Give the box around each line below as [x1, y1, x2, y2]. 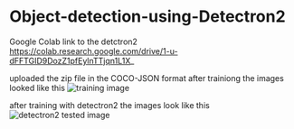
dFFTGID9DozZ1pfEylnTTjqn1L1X [9, 55, 131, 66]
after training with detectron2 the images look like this [9, 99, 210, 110]
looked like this [9, 82, 66, 93]
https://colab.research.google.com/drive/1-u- [9, 45, 178, 56]
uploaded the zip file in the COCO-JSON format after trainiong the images [9, 72, 285, 83]
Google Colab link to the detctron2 [9, 36, 138, 47]
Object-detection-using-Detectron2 [9, 6, 287, 27]
